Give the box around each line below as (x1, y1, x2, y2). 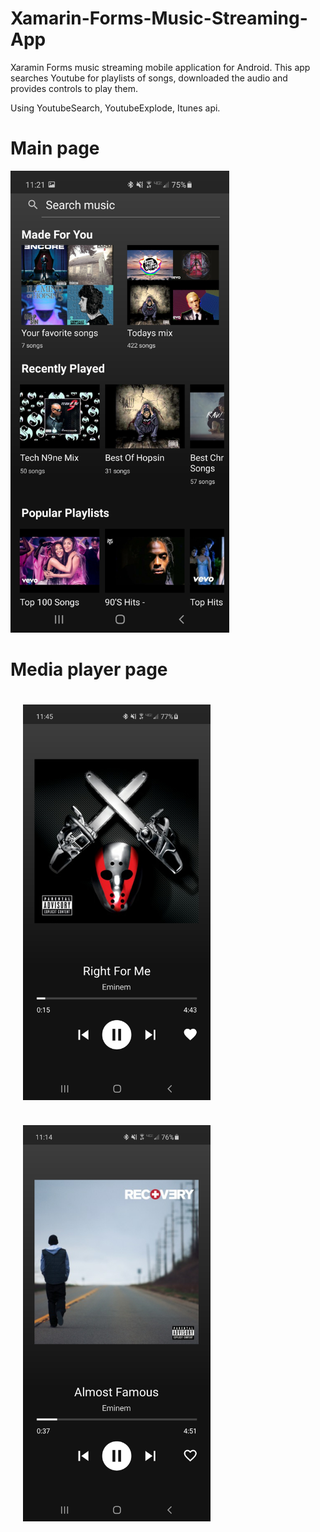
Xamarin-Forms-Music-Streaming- (10, 7, 308, 30)
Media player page (10, 658, 168, 681)
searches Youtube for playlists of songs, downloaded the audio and (10, 72, 288, 84)
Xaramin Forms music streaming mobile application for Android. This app (10, 61, 311, 73)
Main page (10, 137, 100, 160)
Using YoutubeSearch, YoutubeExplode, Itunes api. (10, 102, 221, 114)
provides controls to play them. (10, 82, 138, 94)
